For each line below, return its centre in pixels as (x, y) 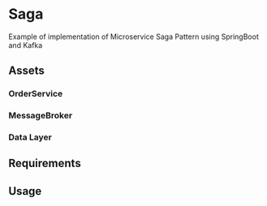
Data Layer (30, 137)
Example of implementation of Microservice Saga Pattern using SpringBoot (134, 36)
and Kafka (26, 45)
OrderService (36, 94)
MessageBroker (41, 116)
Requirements (45, 163)
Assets (26, 71)
